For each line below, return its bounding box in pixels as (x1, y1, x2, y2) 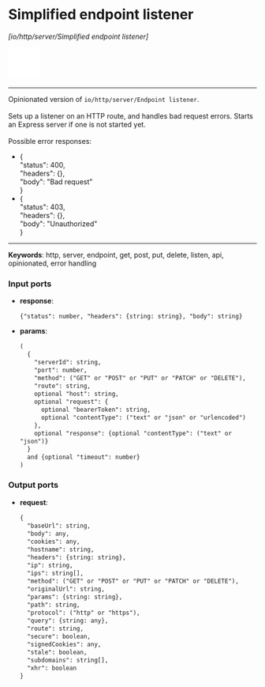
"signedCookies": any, (27, 640, 102, 648)
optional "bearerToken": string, (40, 406, 151, 414)
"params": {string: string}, (27, 593, 123, 601)
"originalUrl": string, (27, 585, 105, 593)
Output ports (8, 480, 59, 491)
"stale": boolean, (27, 648, 88, 656)
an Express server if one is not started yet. (8, 119, 146, 129)
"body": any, (27, 530, 70, 538)
